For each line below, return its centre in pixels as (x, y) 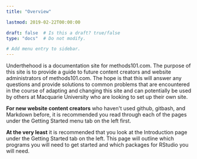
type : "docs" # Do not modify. (46, 38)
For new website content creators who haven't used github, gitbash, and (96, 108)
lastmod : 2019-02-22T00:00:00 (43, 22)
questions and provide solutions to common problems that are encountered (98, 85)
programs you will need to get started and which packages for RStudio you (97, 145)
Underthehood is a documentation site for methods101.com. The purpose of (98, 66)
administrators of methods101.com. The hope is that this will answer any (94, 78)
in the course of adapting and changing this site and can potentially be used (99, 91)
